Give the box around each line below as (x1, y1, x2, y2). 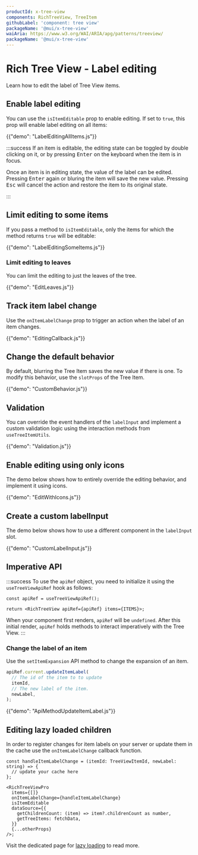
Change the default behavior (6, 352, 115, 362)
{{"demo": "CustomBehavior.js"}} (6, 385, 88, 393)
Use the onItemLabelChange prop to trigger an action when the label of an (6, 316, 184, 324)
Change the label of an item (6, 644, 87, 652)
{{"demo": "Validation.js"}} (6, 443, 71, 450)
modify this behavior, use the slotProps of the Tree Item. (6, 374, 144, 381)
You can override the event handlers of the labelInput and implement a (6, 418, 181, 426)
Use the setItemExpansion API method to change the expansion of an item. (6, 658, 189, 665)
